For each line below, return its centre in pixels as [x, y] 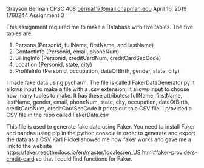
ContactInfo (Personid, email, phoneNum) [67, 52]
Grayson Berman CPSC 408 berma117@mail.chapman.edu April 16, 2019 [97, 9]
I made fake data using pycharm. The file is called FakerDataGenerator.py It [101, 82]
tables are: [20, 33]
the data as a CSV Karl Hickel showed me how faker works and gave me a [99, 139]
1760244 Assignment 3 [35, 15]
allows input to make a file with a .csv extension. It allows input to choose [98, 89]
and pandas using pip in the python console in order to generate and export [101, 133]
